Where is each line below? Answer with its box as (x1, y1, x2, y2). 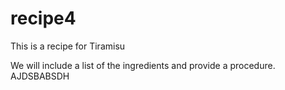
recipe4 (10, 7, 77, 30)
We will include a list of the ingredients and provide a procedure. (10, 59, 276, 71)
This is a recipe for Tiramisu (10, 40, 126, 52)
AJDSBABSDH (10, 70, 70, 82)
